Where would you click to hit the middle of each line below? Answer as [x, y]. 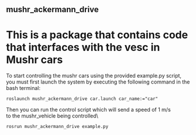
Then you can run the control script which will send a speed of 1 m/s [88, 110]
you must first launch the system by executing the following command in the [98, 82]
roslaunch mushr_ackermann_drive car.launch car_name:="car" [82, 99]
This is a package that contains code [97, 35]
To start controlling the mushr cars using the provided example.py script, [94, 76]
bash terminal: [23, 88]
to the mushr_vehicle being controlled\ [52, 116]
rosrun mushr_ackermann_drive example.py [57, 127]
